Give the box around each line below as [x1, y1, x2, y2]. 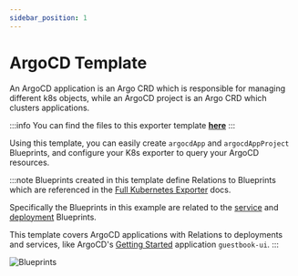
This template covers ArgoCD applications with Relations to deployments [9, 229, 283, 240]
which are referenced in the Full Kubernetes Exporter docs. [9, 184, 231, 195]
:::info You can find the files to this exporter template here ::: [9, 119, 236, 130]
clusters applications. [9, 102, 90, 113]
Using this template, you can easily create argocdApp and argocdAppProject [9, 138, 290, 148]
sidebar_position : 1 [9, 13, 88, 23]
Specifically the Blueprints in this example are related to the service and [9, 201, 279, 212]
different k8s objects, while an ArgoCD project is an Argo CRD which [9, 92, 267, 103]
